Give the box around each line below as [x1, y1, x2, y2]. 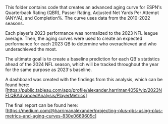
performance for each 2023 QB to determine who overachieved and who [5, 41, 157, 47]
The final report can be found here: [5, 102, 78, 108]
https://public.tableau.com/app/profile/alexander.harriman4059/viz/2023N [7, 87, 162, 93]
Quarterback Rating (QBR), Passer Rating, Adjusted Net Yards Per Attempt [5, 10, 159, 16]
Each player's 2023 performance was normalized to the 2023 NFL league [5, 30, 158, 36]
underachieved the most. [5, 46, 57, 52]
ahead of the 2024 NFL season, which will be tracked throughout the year [5, 61, 159, 67]
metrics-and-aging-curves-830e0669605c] [5, 113, 97, 119]
